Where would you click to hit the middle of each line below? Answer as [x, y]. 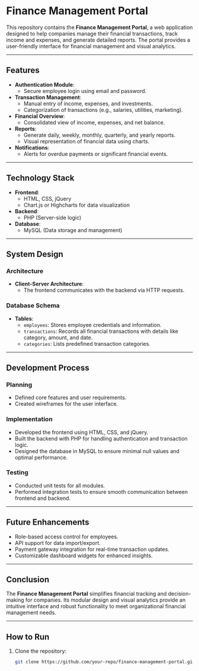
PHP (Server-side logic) [52, 217]
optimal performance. [41, 457]
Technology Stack [40, 178]
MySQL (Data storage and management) [73, 230]
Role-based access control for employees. [66, 537]
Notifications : [32, 147]
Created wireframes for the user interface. [66, 404]
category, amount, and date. [58, 337]
